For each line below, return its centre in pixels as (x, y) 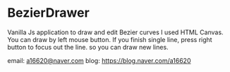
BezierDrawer (48, 13)
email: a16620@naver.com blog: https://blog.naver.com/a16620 (99, 60)
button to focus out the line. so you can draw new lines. (88, 47)
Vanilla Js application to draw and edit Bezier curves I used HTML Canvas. (115, 32)
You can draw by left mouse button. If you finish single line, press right (110, 39)
